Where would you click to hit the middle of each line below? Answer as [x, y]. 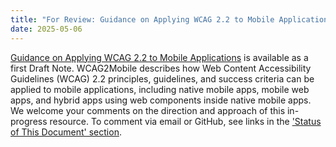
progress [29, 121]
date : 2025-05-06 [46, 29]
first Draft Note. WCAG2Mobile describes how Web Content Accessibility [161, 68]
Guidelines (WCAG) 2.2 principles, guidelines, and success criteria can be [162, 78]
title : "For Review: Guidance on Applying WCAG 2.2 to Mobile [142, 19]
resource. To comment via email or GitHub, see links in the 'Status [185, 121]
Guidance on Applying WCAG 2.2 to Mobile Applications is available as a [159, 57]
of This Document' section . [66, 132]
